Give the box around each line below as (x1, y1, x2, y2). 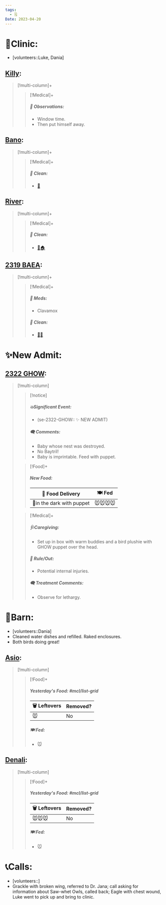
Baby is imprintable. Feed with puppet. (37, 454, 116, 460)
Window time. (37, 116, 66, 122)
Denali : (5, 756, 28, 764)
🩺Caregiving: (29, 524, 60, 530)
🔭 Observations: (29, 103, 65, 109)
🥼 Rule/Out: (29, 555, 54, 561)
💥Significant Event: (29, 404, 72, 410)
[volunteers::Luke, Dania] (12, 54, 64, 60)
